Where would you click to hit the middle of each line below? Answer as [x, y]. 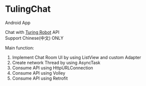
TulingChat [28, 9]
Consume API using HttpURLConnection [53, 68]
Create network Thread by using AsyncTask [56, 62]
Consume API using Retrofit [40, 78]
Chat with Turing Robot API [32, 32]
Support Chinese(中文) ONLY [34, 38]
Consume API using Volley [39, 73]
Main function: [20, 48]
